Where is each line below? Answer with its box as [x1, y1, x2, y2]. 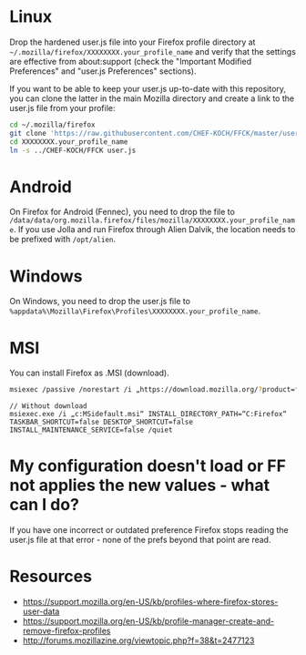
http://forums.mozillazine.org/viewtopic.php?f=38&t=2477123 [22, 635, 255, 646]
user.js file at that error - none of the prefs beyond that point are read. [9, 535, 271, 546]
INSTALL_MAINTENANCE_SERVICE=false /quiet [9, 425, 173, 435]
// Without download [9, 402, 88, 411]
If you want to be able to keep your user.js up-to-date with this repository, [9, 83, 287, 94]
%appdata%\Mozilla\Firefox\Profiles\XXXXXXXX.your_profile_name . [9, 305, 261, 316]
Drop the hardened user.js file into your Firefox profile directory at [9, 36, 256, 47]
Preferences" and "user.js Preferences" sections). [9, 66, 197, 77]
